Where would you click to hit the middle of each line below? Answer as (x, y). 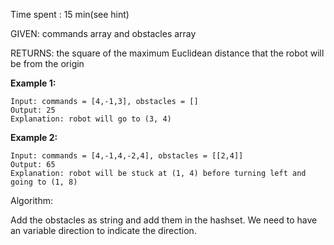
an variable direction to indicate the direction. (103, 230)
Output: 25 (33, 110)
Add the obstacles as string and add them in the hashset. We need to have (164, 220)
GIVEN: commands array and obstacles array (103, 33)
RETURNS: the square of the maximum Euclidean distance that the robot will (167, 53)
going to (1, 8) (44, 182)
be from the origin (47, 63)
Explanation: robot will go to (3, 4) (91, 119)
